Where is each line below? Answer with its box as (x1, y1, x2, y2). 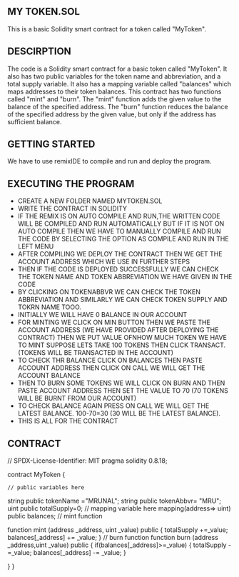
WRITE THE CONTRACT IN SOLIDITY (17, 204, 127, 213)
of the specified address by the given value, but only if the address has (7, 110, 216, 119)
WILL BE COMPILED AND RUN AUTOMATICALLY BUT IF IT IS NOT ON (17, 219, 225, 228)
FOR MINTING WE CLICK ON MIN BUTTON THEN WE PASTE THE (17, 318, 210, 327)
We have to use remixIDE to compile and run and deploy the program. (7, 157, 212, 166)
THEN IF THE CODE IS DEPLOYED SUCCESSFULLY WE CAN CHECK (17, 265, 219, 274)
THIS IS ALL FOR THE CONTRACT (17, 417, 118, 426)
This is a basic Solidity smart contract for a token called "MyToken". (7, 24, 207, 33)
